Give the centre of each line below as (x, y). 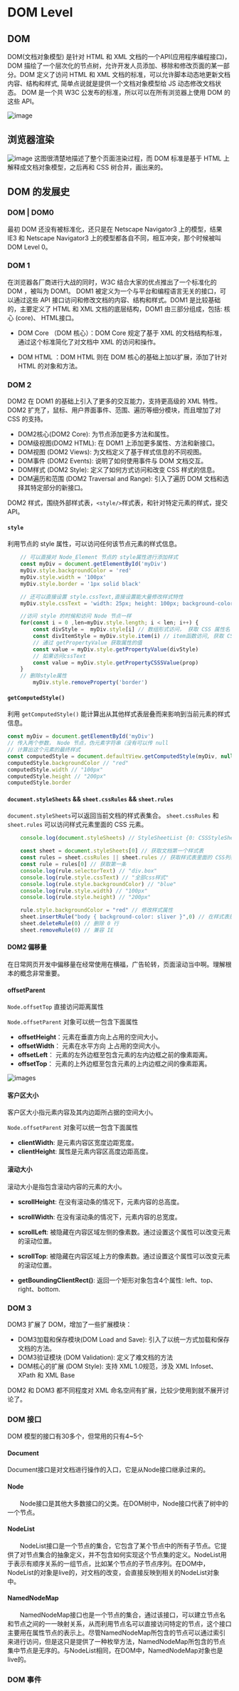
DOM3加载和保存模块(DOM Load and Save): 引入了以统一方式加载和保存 (123, 1339)
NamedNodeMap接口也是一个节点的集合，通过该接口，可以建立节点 (119, 1615)
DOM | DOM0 (31, 212)
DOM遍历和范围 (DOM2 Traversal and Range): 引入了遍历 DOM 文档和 (120, 479)
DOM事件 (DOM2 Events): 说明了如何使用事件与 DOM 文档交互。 (112, 461)
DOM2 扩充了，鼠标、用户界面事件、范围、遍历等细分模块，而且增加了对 (114, 410)
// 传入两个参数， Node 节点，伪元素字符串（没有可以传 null (88, 743)
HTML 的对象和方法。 (49, 366)
